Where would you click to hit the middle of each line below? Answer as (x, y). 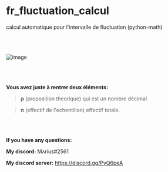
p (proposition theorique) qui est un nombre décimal (84, 99)
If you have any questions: (39, 140)
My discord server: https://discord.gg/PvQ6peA (65, 163)
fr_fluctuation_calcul (58, 11)
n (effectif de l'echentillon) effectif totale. (70, 110)
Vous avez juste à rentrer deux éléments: (57, 87)
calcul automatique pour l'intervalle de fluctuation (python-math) (84, 27)
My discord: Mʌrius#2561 (38, 151)
